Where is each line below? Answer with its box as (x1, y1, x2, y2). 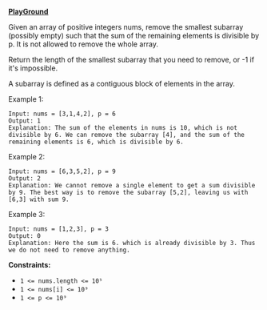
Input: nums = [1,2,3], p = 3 (8, 225, 110, 233)
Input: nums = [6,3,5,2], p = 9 (8, 167, 116, 175)
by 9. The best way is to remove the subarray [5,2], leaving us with (8, 188, 249, 196)
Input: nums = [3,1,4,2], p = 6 (8, 110, 116, 118)
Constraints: (8, 260, 51, 269)
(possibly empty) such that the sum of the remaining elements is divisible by (8, 31, 260, 40)
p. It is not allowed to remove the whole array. (8, 39, 158, 49)
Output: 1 (8, 117, 42, 125)
